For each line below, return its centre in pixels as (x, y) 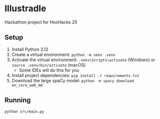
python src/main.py (24, 111)
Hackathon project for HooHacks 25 (41, 22)
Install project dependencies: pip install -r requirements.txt (76, 75)
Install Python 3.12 (30, 49)
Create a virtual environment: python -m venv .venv (63, 54)
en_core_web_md (27, 85)
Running (18, 100)
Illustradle (25, 9)
